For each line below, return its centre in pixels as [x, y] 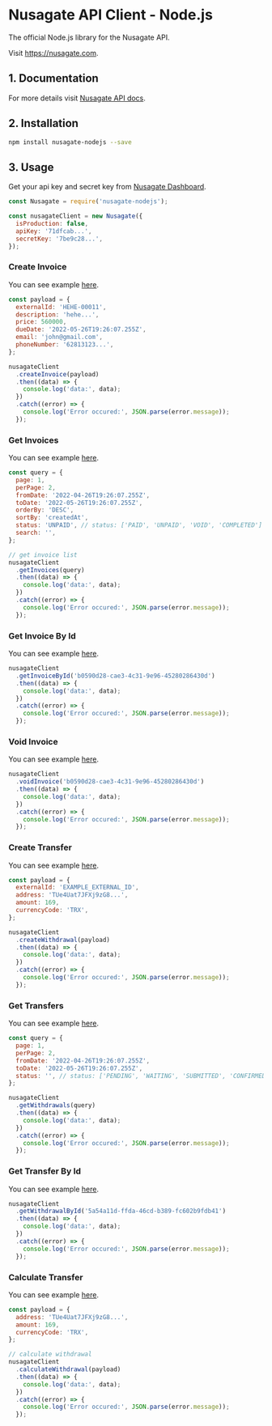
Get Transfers [36, 1005]
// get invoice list [43, 555]
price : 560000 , [41, 322]
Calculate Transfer [46, 1277]
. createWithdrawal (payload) [63, 940]
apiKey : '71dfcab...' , [54, 231]
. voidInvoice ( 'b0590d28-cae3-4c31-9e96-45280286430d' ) [110, 782]
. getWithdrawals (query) [55, 1106]
